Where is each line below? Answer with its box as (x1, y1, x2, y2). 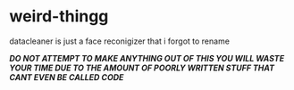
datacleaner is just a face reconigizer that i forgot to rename (9, 36, 231, 46)
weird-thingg (9, 6, 109, 27)
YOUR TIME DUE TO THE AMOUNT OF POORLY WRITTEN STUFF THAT (9, 62, 275, 73)
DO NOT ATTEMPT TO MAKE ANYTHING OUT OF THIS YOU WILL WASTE (9, 53, 284, 63)
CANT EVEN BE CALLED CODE (9, 71, 124, 82)
